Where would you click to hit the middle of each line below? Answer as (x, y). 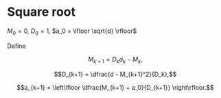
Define (16, 46)
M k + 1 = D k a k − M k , (115, 60)
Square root (42, 12)
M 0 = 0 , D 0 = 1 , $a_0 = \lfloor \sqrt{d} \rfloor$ (72, 32)
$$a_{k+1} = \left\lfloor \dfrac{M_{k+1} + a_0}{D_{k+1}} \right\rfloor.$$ (115, 87)
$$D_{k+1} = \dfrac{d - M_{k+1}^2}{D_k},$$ (115, 74)
